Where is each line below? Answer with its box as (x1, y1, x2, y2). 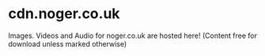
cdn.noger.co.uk (8, 5, 120, 23)
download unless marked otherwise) (8, 39, 127, 48)
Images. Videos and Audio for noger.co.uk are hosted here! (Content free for (8, 31, 258, 40)
